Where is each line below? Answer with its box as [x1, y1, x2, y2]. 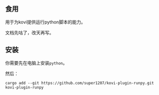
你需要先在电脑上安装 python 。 [5, 59, 67, 66]
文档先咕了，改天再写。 [5, 29, 54, 35]
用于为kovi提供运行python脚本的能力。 [5, 19, 86, 25]
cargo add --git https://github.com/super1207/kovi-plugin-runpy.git [5, 80, 154, 85]
